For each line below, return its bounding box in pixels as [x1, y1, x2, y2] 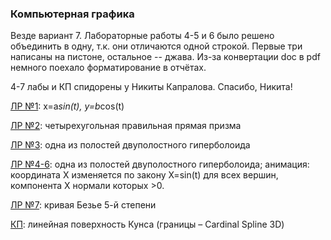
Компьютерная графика [10, 7, 135, 21]
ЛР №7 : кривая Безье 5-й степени [10, 199, 157, 211]
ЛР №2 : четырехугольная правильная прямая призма [10, 120, 242, 132]
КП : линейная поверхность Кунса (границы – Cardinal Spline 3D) [10, 218, 285, 231]
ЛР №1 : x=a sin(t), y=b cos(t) [10, 100, 125, 112]
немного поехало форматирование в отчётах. [10, 62, 207, 74]
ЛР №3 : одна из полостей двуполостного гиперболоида [10, 139, 251, 151]
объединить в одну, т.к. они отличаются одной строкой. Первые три [10, 40, 303, 52]
